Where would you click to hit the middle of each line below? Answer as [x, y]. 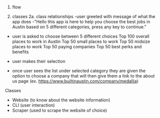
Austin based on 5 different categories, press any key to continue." [79, 27]
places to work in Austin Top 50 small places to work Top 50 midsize [81, 41]
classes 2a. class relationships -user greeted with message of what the [84, 16]
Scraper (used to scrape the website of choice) [60, 110]
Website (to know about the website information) [61, 100]
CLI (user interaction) [33, 105]
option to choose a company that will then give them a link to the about [83, 76]
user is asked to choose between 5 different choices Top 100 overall [81, 36]
